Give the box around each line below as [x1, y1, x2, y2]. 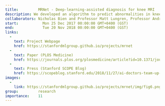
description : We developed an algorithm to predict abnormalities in [5, 12, 151, 17]
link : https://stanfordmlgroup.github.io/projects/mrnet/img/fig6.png [14, 84, 162, 89]
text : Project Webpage [14, 39, 60, 44]
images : [5, 75, 21, 80]
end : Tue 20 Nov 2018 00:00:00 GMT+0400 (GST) [5, 25, 129, 30]
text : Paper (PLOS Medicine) [14, 52, 74, 58]
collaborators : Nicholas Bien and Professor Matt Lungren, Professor [5, 16, 151, 21]
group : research [5, 89, 56, 94]
